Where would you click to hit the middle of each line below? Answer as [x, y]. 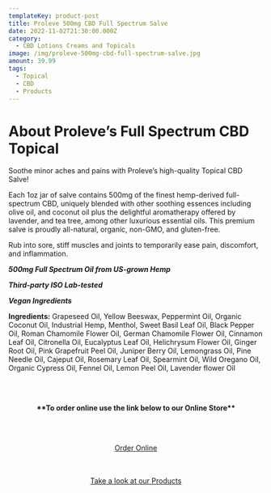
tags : [17, 69]
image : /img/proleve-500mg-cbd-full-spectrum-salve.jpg [104, 53]
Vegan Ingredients [40, 301]
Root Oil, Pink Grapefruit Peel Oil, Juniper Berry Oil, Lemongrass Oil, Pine [130, 351]
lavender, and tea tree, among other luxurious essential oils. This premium [131, 221]
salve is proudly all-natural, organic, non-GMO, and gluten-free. [114, 229]
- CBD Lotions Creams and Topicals [76, 46]
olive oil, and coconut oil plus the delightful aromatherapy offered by [122, 212]
